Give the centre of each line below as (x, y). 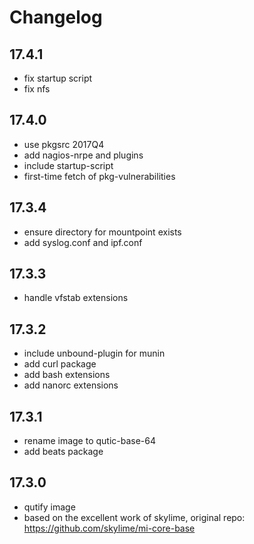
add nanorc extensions (71, 385)
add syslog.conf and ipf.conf (83, 242)
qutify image (49, 507)
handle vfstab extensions (76, 298)
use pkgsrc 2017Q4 (64, 144)
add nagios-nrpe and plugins (83, 155)
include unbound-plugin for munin (94, 353)
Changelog (56, 17)
